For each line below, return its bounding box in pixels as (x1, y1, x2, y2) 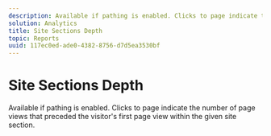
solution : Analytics (8, 19, 78, 27)
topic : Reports (8, 34, 60, 43)
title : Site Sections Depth (8, 27, 103, 35)
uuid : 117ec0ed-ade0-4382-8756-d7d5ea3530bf (8, 42, 161, 50)
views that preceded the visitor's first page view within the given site (8, 112, 237, 122)
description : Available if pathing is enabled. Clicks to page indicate (8, 11, 258, 20)
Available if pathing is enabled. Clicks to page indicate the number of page (8, 103, 256, 113)
